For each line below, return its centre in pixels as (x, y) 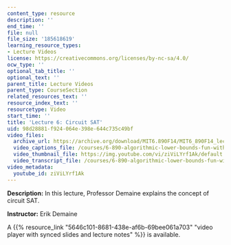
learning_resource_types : (44, 45)
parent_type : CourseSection (47, 90)
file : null (23, 33)
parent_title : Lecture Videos (51, 84)
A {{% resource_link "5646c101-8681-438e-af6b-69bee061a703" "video (110, 227)
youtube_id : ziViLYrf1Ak (49, 173)
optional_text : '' (33, 77)
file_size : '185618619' (41, 39)
